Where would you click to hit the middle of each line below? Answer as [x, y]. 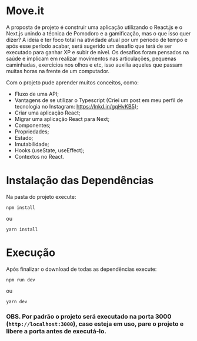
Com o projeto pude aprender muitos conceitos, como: [73, 82]
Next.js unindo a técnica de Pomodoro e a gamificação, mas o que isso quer [98, 33]
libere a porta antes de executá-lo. [56, 331]
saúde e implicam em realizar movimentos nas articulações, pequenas [91, 58]
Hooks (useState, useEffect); [49, 150]
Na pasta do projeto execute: [41, 196]
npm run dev [21, 280]
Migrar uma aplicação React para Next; [62, 119]
